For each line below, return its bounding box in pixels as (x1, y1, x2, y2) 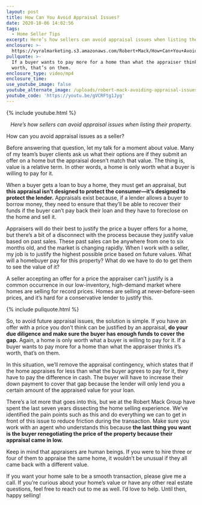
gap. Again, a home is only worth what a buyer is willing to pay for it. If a (6, 336, 185, 343)
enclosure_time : (6, 76, 47, 82)
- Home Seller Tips (11, 31, 61, 37)
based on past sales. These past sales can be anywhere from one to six (6, 237, 184, 245)
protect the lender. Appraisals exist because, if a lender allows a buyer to (6, 194, 189, 201)
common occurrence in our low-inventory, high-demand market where (6, 281, 182, 289)
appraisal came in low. (6, 436, 63, 444)
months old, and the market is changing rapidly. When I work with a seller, (6, 244, 189, 251)
